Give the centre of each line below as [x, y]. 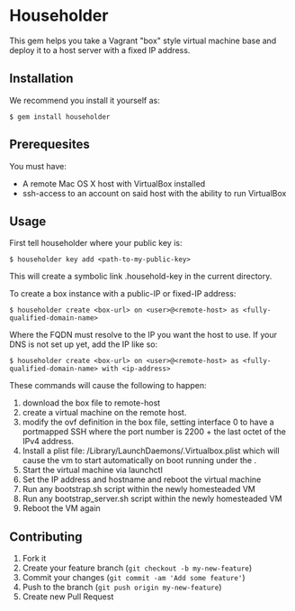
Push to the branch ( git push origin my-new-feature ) [122, 588]
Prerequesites [49, 145]
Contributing [46, 537]
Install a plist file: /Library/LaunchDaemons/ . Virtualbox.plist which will [151, 451]
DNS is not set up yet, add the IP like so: [84, 344]
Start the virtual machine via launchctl [93, 470]
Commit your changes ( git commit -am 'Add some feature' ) [134, 578]
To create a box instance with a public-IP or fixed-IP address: [123, 294]
